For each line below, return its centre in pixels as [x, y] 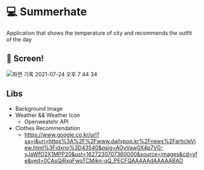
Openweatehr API [46, 121]
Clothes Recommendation [47, 128]
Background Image [39, 108]
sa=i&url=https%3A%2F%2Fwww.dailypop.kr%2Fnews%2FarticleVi [110, 141]
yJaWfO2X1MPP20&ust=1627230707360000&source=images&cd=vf [111, 154]
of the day [19, 39]
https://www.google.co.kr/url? [62, 135]
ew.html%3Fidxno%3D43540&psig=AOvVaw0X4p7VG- [94, 147]
